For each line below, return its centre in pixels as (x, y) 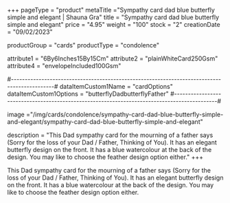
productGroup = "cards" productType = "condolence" (83, 45)
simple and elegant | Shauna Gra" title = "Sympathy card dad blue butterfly (113, 17)
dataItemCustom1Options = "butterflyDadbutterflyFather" (88, 94)
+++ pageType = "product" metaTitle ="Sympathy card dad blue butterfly (111, 10)
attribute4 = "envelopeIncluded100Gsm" (64, 66)
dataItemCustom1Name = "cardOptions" (116, 86)
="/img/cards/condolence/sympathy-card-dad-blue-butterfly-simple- (125, 114)
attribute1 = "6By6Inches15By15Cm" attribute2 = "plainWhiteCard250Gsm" (113, 58)
